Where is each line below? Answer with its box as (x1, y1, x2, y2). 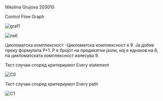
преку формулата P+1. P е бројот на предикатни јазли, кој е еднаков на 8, (5, 48, 159, 53)
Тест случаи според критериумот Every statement (5, 62, 109, 68)
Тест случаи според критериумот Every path (5, 81, 99, 87)
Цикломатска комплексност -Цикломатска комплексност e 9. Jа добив (5, 42, 154, 48)
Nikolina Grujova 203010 (5, 4, 55, 10)
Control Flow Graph (5, 14, 44, 19)
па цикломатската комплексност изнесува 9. (5, 52, 99, 58)
